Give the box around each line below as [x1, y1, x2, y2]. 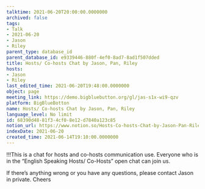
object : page [6, 89, 40, 95]
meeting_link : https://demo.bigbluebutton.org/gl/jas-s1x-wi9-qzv [6, 94, 179, 100]
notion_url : [6, 123, 37, 129]
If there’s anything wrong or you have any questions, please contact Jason [6, 169, 194, 176]
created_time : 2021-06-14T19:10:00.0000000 [6, 134, 119, 141]
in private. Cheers [6, 176, 51, 183]
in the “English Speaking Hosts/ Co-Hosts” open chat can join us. [6, 157, 171, 165]
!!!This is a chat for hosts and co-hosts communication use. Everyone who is [6, 150, 198, 158]
